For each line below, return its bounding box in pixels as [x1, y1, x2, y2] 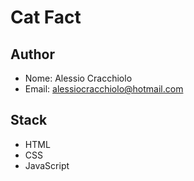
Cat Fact [10, 6, 82, 29]
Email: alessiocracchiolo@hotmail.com [24, 83, 184, 95]
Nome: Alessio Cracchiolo [24, 72, 133, 84]
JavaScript [24, 159, 70, 171]
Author [10, 46, 55, 63]
